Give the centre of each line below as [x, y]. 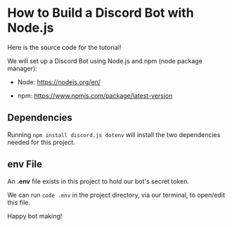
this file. [19, 202]
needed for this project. [41, 142]
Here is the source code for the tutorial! [64, 47]
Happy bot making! [35, 216]
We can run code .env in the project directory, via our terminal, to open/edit [116, 195]
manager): [22, 68]
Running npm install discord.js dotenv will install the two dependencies [114, 134]
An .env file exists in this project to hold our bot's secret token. [98, 181]
